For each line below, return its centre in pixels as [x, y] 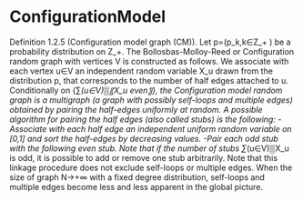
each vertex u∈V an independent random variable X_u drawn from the [141, 71]
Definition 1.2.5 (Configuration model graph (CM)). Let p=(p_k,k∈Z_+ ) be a [150, 42]
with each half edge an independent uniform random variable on [171, 128]
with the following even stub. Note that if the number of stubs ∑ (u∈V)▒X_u [149, 148]
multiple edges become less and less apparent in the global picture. [136, 186]
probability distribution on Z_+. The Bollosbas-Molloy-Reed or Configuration [152, 51]
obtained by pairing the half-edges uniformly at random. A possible [136, 109]
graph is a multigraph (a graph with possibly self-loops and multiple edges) [151, 100]
